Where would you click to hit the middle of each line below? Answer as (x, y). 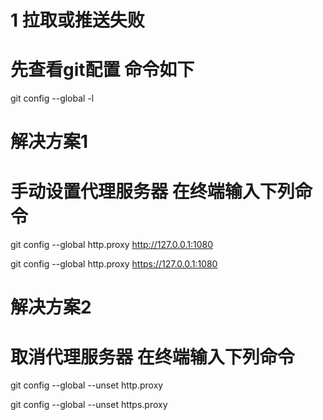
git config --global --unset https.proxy (89, 405)
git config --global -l (52, 98)
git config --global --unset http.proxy (87, 385)
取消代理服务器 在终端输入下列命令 (152, 357)
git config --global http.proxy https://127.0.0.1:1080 (114, 264)
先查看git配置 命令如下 (102, 70)
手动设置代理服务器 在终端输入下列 (152, 191)
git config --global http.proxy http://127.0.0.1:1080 (112, 245)
